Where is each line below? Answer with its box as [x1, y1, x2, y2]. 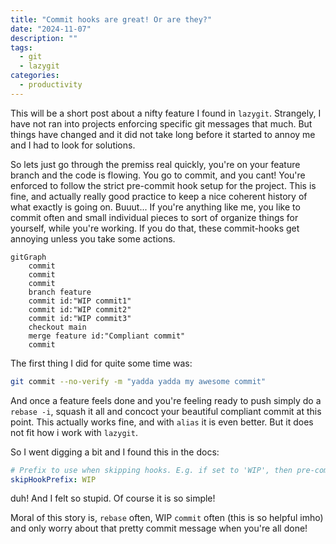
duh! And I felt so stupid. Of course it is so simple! [10, 492, 216, 505]
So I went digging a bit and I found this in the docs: [10, 446, 220, 458]
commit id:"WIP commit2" [28, 304, 132, 315]
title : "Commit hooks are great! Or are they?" [10, 14, 213, 25]
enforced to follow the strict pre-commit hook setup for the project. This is [10, 179, 317, 191]
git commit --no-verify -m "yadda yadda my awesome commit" [10, 376, 267, 386]
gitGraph [10, 252, 47, 262]
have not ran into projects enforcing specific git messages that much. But [10, 117, 313, 130]
